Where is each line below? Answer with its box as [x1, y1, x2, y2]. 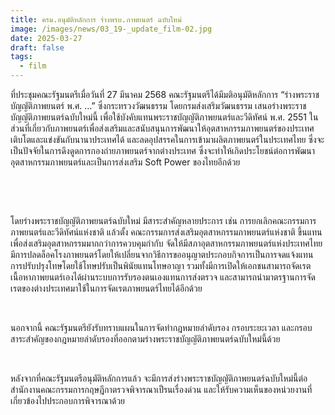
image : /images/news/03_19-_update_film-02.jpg [10, 24, 213, 34]
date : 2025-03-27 [10, 33, 83, 43]
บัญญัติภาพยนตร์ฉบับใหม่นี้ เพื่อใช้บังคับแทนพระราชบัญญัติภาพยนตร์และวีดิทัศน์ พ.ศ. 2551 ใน [10, 111, 319, 123]
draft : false [10, 42, 65, 53]
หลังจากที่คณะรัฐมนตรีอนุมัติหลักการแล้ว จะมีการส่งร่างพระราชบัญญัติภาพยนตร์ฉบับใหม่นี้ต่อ [10, 372, 308, 384]
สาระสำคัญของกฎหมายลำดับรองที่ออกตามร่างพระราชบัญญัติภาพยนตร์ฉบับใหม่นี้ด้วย [10, 333, 281, 345]
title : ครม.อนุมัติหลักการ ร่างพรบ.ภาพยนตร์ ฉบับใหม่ [10, 14, 182, 25]
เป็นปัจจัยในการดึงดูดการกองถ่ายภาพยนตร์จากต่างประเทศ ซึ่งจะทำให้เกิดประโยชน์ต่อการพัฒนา [10, 145, 315, 156]
